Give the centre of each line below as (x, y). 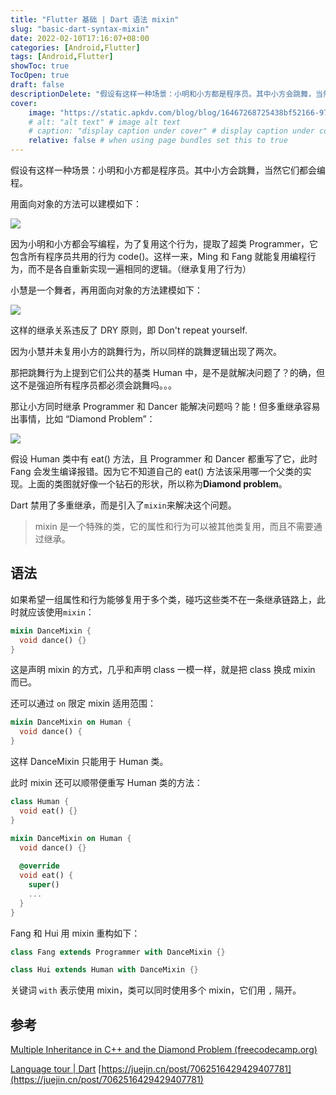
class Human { (40, 802)
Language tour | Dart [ (56, 1069)
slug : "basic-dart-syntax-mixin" (80, 29)
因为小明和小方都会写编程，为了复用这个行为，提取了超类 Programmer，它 (164, 244)
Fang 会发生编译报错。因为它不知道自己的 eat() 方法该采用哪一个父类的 (156, 471)
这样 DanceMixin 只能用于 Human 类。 (89, 762)
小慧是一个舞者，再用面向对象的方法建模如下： (106, 290)
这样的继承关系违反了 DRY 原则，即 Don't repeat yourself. (129, 330)
